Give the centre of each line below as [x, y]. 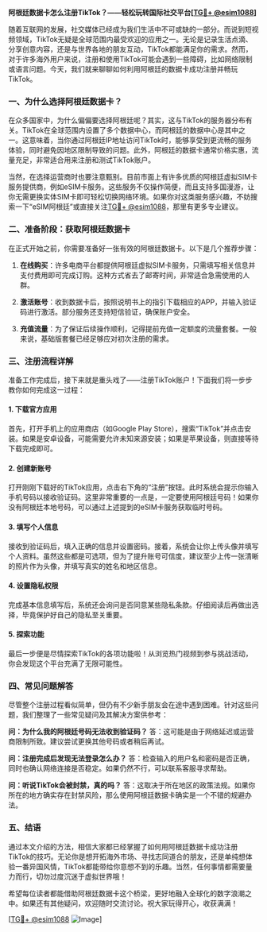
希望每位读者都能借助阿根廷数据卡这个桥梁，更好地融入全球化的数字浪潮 [126, 893]
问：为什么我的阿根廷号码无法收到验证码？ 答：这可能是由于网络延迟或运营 [131, 732]
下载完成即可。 [33, 449]
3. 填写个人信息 [33, 527]
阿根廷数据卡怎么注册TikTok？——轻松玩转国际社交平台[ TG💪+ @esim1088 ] [132, 12]
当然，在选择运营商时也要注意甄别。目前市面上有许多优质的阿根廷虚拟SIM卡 [133, 177]
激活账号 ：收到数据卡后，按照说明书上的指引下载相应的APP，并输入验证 [138, 302]
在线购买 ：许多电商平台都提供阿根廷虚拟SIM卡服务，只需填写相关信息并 [137, 265]
